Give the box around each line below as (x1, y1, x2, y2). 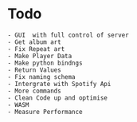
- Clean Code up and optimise (7, 93, 108, 102)
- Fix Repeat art (7, 45, 65, 53)
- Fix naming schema (7, 73, 76, 81)
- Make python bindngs (7, 59, 83, 67)
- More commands (7, 87, 61, 95)
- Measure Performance (7, 108, 83, 116)
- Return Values (7, 65, 61, 74)
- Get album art (7, 37, 61, 46)
